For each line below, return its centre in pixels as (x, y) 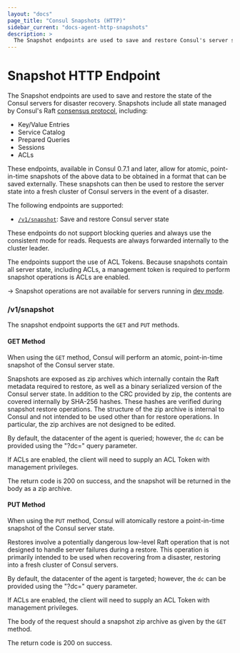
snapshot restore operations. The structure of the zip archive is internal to (116, 409)
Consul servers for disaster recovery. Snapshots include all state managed (117, 103)
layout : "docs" (30, 14)
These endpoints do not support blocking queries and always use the (110, 233)
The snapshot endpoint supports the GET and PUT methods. (94, 325)
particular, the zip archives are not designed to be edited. (92, 424)
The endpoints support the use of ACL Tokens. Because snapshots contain (117, 262)
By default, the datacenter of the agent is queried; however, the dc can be (116, 438)
